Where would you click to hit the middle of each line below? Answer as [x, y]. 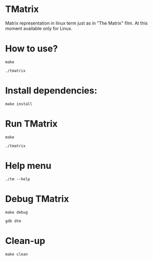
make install [19, 104]
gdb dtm [13, 221]
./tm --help [18, 179]
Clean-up [25, 241]
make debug [17, 212]
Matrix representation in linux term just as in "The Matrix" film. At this [76, 23]
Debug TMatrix [37, 199]
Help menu [28, 166]
